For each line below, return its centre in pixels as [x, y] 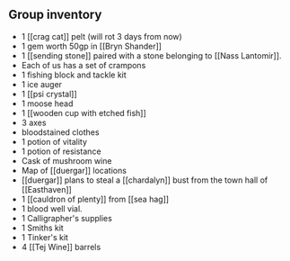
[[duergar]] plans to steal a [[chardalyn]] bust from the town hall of [145, 180]
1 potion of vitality [54, 141]
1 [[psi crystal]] [49, 94]
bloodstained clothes [60, 132]
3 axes [34, 122]
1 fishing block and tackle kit [74, 75]
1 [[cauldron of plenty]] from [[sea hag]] [95, 199]
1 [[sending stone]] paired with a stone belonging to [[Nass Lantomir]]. [151, 55]
